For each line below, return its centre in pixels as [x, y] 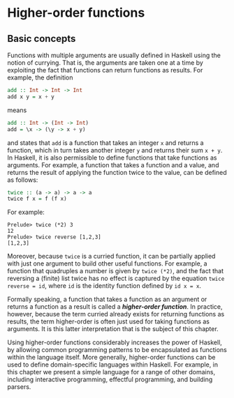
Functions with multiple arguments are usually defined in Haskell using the [114, 55]
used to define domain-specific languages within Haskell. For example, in [113, 365]
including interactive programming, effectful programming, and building [110, 380]
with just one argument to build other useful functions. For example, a [107, 263]
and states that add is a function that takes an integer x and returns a [105, 143]
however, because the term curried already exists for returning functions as [116, 314]
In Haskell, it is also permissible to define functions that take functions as [112, 158]
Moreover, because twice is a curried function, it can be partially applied [111, 257]
